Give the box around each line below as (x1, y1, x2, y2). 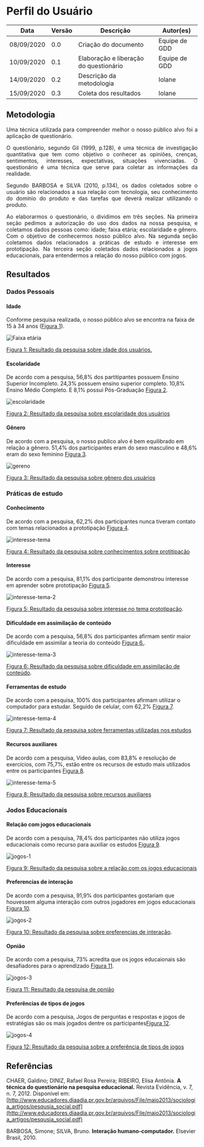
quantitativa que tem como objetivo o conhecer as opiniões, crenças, (6, 150, 198, 158)
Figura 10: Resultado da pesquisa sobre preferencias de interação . (6, 928, 172, 935)
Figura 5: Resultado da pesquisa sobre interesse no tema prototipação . (6, 605, 184, 612)
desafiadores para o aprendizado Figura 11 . (6, 962, 114, 969)
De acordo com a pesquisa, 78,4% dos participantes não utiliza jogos (6, 834, 180, 842)
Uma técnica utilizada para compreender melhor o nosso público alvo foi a (6, 126, 198, 133)
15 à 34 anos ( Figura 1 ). (6, 322, 65, 330)
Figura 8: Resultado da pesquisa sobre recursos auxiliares (6, 791, 152, 798)
